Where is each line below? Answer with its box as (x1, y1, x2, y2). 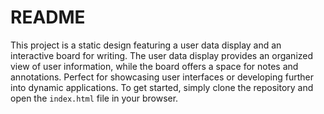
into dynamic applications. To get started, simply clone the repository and (10, 81, 314, 93)
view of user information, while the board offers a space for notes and (10, 60, 299, 72)
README (10, 6, 86, 29)
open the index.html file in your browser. (10, 92, 179, 104)
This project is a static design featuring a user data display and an (10, 39, 282, 51)
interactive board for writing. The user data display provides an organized (10, 49, 314, 61)
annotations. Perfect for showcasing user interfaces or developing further (10, 71, 314, 83)
